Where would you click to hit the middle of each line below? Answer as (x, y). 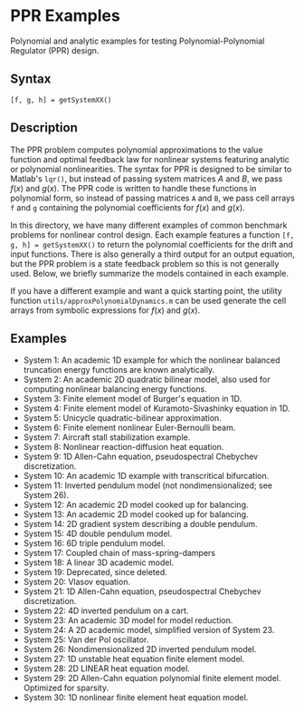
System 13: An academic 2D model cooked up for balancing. (136, 514)
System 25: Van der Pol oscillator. (86, 639)
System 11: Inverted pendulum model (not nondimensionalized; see (147, 485)
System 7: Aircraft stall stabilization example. (107, 437)
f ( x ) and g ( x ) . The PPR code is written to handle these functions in (133, 188)
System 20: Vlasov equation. (76, 582)
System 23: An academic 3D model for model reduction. (128, 620)
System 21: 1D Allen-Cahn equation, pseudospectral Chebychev (142, 591)
